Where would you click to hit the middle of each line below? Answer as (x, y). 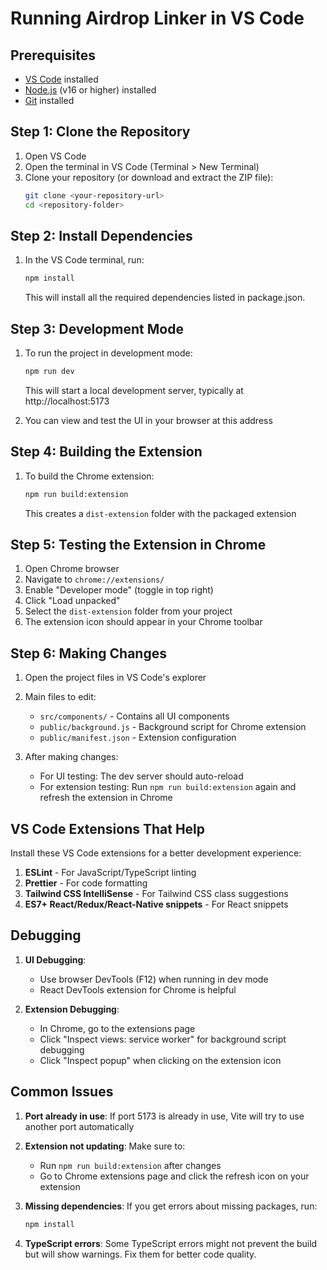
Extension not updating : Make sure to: (105, 1146)
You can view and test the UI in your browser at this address (148, 420)
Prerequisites (53, 55)
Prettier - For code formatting (86, 883)
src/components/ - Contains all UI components (134, 716)
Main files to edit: (60, 697)
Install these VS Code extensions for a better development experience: (156, 853)
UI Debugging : (55, 959)
